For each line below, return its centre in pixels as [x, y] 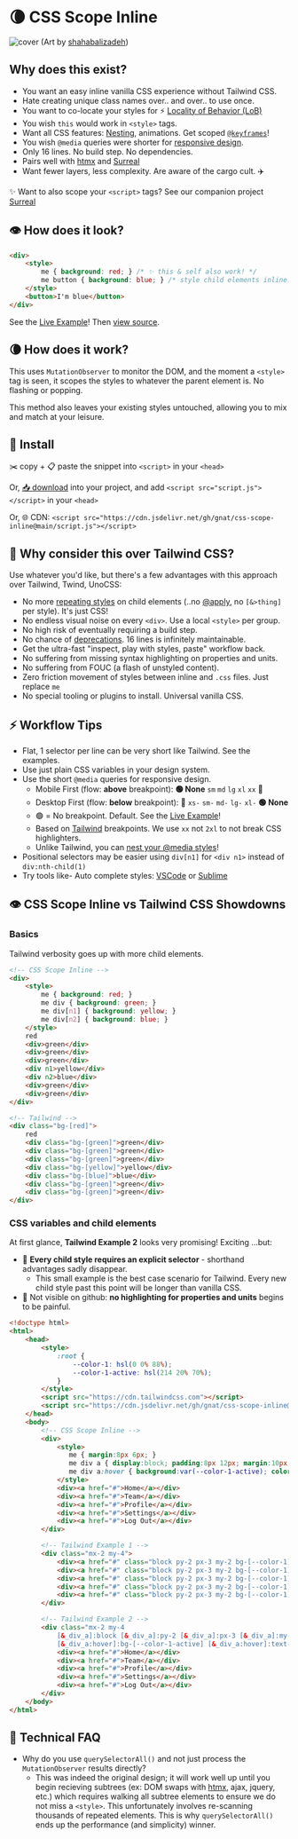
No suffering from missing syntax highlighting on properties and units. [150, 659]
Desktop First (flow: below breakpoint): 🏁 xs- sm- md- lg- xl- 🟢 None [162, 802]
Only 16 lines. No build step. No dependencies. [107, 151]
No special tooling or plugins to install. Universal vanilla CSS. [133, 696]
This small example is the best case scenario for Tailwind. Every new [161, 1279]
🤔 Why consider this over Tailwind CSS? [122, 553]
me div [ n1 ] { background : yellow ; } [109, 1011]
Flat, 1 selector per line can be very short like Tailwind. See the [136, 750]
